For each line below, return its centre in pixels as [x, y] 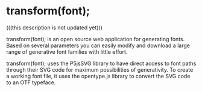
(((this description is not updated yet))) [54, 27]
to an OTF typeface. [31, 82]
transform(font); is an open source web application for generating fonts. [96, 39]
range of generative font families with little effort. [67, 51]
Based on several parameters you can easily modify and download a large [98, 45]
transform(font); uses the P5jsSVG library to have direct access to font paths [101, 63]
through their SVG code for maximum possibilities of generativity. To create [100, 69]
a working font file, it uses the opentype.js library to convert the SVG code [98, 76]
